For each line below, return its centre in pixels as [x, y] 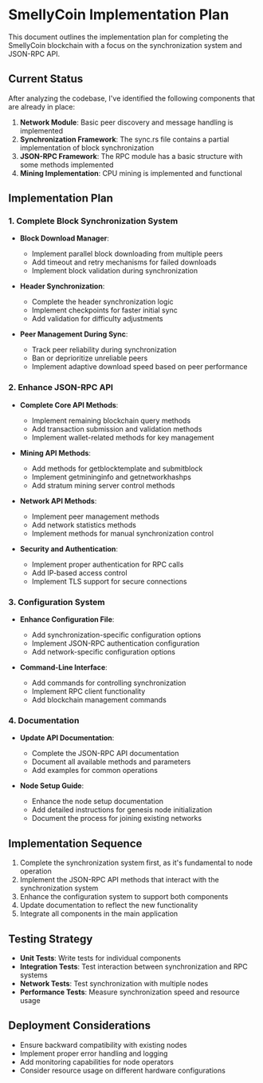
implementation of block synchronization [86, 147]
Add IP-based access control [79, 572]
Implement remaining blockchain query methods [111, 420]
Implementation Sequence [75, 844]
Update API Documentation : [67, 738]
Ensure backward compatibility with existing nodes [103, 1045]
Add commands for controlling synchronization [109, 683]
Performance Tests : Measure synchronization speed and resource [130, 992]
